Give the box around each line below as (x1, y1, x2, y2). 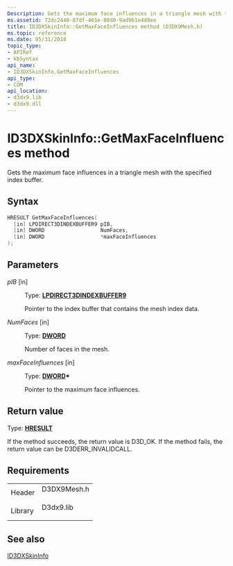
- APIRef (7, 49, 33, 56)
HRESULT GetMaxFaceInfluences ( (7, 214, 98, 221)
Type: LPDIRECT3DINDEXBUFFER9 (24, 291, 127, 299)
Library (10, 506, 34, 516)
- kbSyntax (7, 56, 39, 63)
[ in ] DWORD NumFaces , (13, 227, 129, 234)
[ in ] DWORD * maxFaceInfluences (13, 233, 157, 240)
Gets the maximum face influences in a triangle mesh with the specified (7, 168, 212, 176)
